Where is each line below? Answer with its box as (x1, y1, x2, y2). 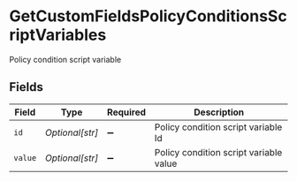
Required (107, 106, 147, 118)
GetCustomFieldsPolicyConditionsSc (9, 6, 287, 26)
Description (194, 106, 245, 118)
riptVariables (9, 25, 107, 45)
